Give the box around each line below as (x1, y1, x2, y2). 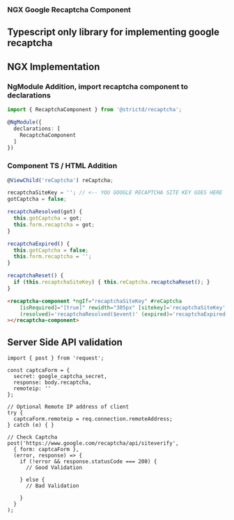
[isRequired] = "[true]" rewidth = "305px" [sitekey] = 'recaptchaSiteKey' (19, 304, 226, 311)
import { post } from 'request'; (7, 355, 104, 362)
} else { (19, 476, 45, 484)
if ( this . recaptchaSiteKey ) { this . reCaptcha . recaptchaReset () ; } (13, 279, 210, 286)
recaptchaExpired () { (7, 240, 70, 247)
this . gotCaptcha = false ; (13, 247, 89, 254)
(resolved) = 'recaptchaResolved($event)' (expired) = (19, 311, 173, 318)
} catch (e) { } (7, 422, 54, 429)
